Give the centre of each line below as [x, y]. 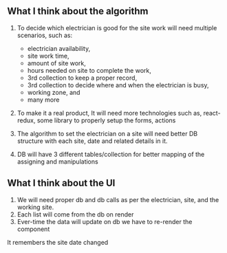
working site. [35, 207]
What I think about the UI [61, 183]
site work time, [48, 56]
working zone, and [54, 92]
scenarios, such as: [45, 35]
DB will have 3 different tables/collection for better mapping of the [111, 154]
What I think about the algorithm [78, 11]
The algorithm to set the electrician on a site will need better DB [107, 133]
